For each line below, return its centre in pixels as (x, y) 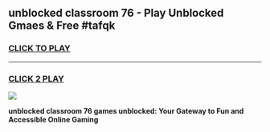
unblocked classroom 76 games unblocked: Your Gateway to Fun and (126, 110)
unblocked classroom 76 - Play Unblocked (116, 13)
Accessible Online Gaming (53, 119)
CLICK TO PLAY (39, 49)
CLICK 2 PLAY (36, 78)
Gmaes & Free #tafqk (62, 26)
